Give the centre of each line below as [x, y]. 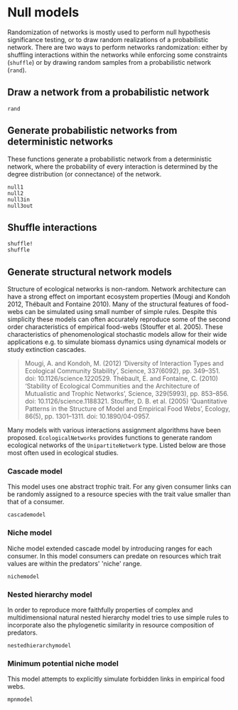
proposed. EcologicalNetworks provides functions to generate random [110, 438]
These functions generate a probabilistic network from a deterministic [109, 159]
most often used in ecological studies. [63, 453]
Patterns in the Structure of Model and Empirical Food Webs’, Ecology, [128, 409]
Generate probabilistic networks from [92, 131]
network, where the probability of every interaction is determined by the [113, 166]
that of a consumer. [36, 502]
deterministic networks [60, 142]
